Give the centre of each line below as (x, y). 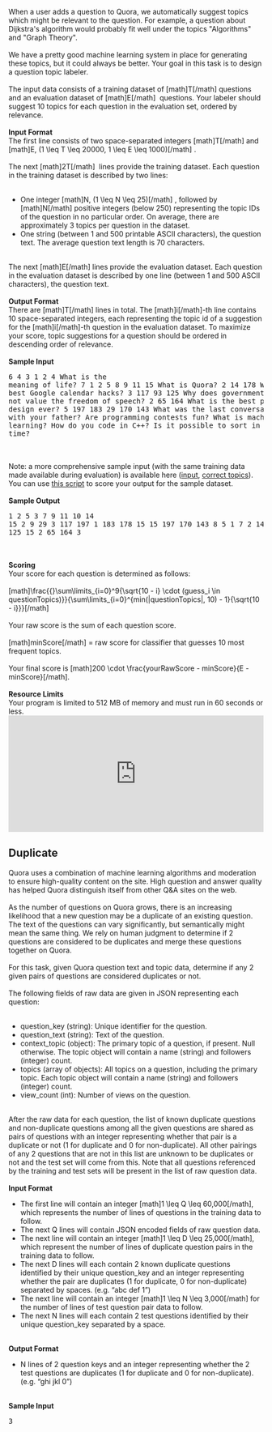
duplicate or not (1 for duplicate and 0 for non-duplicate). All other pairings (133, 1144)
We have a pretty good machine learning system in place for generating (128, 55)
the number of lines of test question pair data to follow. (111, 1306)
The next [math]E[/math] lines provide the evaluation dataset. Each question (136, 267)
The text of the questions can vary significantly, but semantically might (127, 924)
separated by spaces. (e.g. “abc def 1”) (85, 1289)
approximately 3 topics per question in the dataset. (105, 225)
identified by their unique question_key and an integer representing (132, 1272)
